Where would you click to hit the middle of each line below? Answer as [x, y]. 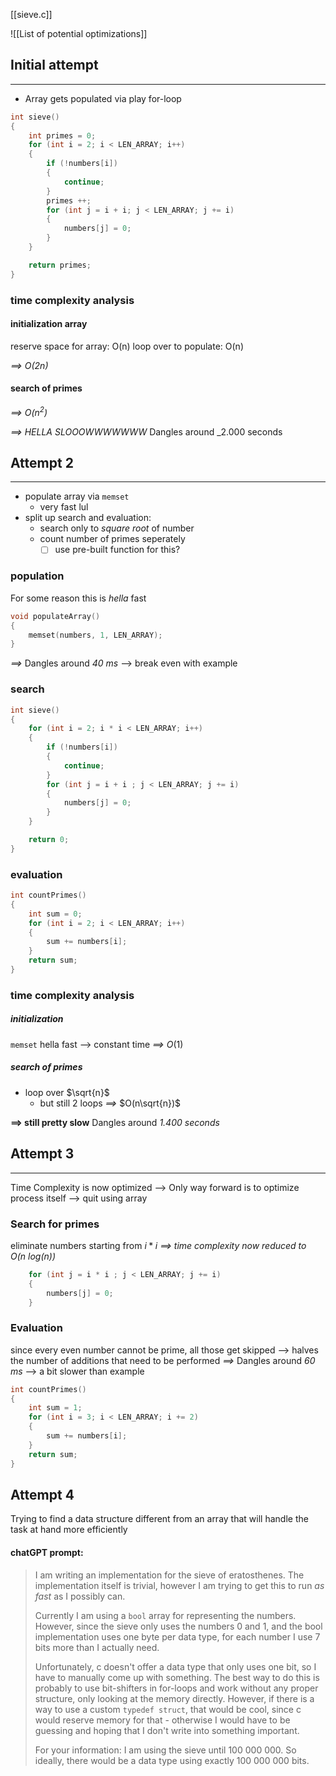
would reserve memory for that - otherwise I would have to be [162, 1720]
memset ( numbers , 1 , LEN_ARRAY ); [95, 635]
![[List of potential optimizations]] [79, 33]
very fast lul [64, 507]
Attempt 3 [42, 1154]
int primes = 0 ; [62, 135]
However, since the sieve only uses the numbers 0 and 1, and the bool [178, 1626]
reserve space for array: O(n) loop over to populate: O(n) [127, 346]
